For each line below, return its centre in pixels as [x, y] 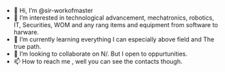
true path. [27, 47]
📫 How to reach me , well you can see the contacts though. [98, 61]
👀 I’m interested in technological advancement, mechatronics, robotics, [114, 18]
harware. [26, 32]
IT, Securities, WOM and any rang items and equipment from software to [116, 25]
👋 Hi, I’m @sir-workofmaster [53, 11]
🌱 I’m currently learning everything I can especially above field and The [114, 39]
